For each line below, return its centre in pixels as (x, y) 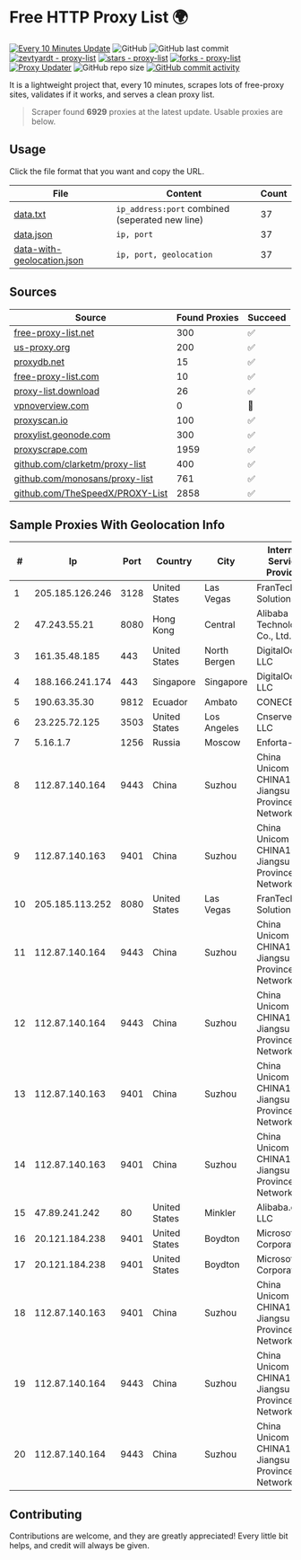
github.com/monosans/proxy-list (84, 479)
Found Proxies (207, 317)
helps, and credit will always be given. (79, 1546)
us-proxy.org (42, 347)
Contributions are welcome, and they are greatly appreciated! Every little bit (149, 1536)
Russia (166, 743)
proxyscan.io (41, 420)
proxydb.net (39, 362)
